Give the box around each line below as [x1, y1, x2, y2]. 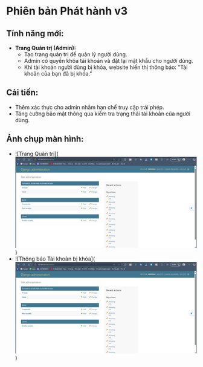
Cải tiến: [6, 88, 39, 98]
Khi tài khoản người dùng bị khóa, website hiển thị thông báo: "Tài [24, 63, 188, 71]
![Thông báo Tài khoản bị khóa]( [14, 255, 95, 262]
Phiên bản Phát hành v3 [6, 4, 128, 18]
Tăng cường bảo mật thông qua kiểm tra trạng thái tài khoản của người [14, 110, 190, 117]
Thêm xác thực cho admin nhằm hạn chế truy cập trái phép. [14, 103, 164, 111]
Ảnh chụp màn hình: [6, 134, 84, 145]
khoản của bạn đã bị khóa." [24, 70, 92, 77]
